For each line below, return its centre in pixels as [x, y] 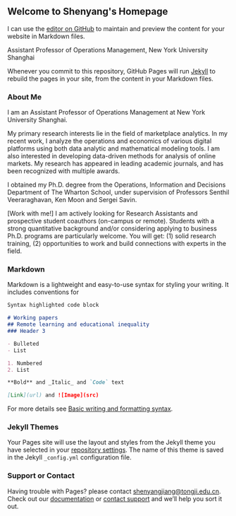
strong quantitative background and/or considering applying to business [112, 228]
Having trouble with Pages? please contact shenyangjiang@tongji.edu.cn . [114, 491]
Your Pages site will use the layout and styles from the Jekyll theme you [112, 442]
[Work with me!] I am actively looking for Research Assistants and [103, 213]
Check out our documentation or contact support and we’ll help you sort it [115, 498]
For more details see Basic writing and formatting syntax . [90, 409]
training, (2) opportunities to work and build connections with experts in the [117, 244]
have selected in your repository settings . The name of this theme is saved [116, 450]
